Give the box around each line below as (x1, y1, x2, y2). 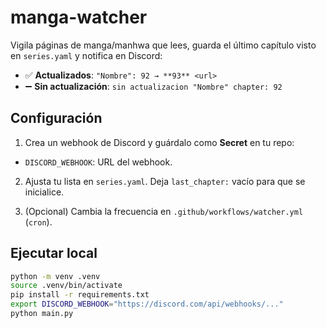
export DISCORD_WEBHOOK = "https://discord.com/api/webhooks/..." (10, 299, 284, 310)
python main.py (10, 309, 74, 319)
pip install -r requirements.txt (10, 290, 150, 300)
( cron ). (24, 216, 53, 228)
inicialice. (24, 186, 65, 198)
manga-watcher (10, 6, 148, 29)
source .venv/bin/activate (10, 281, 123, 291)
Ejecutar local (10, 245, 98, 262)
